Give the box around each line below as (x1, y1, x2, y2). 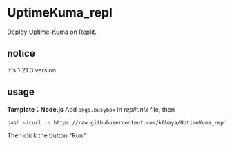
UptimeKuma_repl (7, 5, 113, 21)
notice (7, 48, 36, 59)
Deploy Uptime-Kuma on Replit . (7, 28, 97, 36)
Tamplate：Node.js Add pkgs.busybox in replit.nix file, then (7, 105, 175, 113)
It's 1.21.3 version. (7, 66, 58, 74)
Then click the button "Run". (7, 131, 88, 139)
